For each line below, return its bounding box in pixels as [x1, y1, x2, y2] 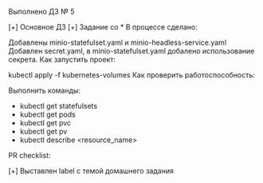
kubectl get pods [19, 109, 76, 119]
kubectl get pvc [19, 118, 72, 127]
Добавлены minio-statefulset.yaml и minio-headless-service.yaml [8, 38, 227, 47]
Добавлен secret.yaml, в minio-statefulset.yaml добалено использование [8, 46, 255, 55]
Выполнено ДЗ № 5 [8, 7, 75, 16]
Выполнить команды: [8, 86, 81, 95]
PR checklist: [8, 151, 51, 160]
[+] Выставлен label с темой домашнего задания [8, 166, 174, 175]
